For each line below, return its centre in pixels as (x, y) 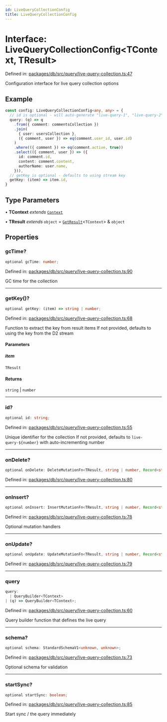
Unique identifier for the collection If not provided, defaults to (68, 437)
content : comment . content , (46, 161)
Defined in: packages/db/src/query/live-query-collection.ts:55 (69, 427)
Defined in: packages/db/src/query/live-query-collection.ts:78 (69, 517)
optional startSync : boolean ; (37, 695)
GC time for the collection (32, 281)
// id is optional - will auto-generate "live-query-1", (70, 115)
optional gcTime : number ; (32, 262)
